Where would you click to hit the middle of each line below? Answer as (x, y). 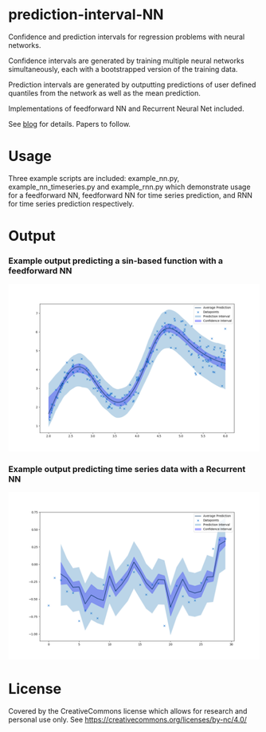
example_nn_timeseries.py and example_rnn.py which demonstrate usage (129, 187)
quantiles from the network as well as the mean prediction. (104, 92)
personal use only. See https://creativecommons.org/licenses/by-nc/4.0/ (127, 719)
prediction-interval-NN (86, 15)
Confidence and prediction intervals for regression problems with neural (127, 37)
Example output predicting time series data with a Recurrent (127, 469)
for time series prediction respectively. (71, 203)
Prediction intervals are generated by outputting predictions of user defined (132, 85)
